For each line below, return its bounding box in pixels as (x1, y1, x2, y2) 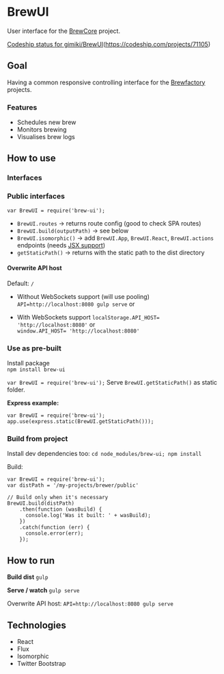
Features (7, 102, 38, 112)
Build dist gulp (7, 573, 48, 581)
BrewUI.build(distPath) (7, 500, 75, 507)
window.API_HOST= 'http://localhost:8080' (16, 327, 140, 335)
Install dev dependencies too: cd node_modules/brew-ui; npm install (7, 450, 202, 458)
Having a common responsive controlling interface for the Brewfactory (7, 78, 206, 86)
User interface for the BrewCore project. (7, 27, 121, 35)
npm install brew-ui (7, 366, 66, 374)
